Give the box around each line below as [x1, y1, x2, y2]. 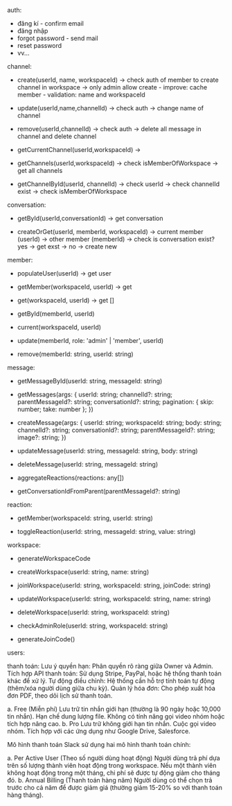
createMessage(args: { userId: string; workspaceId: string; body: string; [17, 419, 222, 426]
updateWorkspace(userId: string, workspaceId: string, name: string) [17, 595, 211, 603]
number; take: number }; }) [17, 405, 93, 413]
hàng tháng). [7, 791, 44, 799]
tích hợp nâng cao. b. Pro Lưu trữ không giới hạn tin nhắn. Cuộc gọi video [7, 720, 217, 728]
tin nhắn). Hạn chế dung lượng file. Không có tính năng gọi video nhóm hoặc [7, 712, 225, 721]
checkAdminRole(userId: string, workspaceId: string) [17, 621, 168, 630]
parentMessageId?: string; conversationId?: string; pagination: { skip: [17, 398, 214, 405]
